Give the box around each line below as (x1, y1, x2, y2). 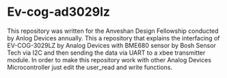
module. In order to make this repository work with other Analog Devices (7, 55, 212, 64)
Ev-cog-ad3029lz (7, 4, 111, 20)
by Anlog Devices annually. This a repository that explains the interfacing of (7, 34, 220, 42)
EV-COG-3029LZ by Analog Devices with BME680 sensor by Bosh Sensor (7, 41, 217, 49)
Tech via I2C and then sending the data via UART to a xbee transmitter (7, 49, 206, 57)
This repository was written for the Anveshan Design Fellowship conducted (7, 27, 219, 35)
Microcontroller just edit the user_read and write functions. (7, 63, 173, 71)
